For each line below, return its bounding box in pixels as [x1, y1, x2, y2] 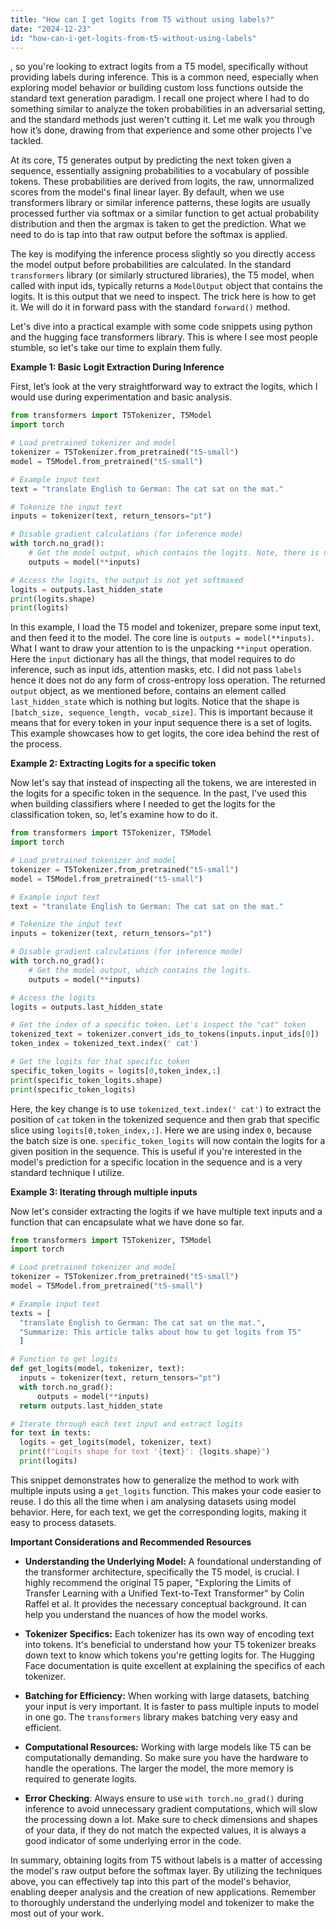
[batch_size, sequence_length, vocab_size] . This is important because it [10, 706, 314, 718]
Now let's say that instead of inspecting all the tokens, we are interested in [10, 777, 317, 789]
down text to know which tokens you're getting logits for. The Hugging [24, 1649, 315, 1661]
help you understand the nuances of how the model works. [24, 1608, 268, 1620]
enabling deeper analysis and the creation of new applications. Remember [10, 1886, 317, 1898]
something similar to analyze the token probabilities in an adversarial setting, [10, 103, 326, 115]
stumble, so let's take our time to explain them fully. [10, 342, 223, 354]
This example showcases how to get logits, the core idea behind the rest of [10, 727, 320, 740]
